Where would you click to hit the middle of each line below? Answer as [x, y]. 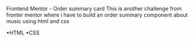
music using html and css [38, 21]
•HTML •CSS [23, 33]
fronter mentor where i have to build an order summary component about [97, 15]
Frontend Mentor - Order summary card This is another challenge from [94, 9]
